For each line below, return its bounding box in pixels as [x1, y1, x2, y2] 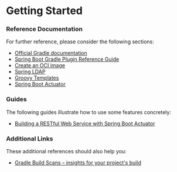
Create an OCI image [14, 62, 66, 69]
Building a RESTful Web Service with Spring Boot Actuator [14, 120, 155, 127]
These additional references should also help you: [6, 148, 127, 155]
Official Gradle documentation [14, 50, 88, 57]
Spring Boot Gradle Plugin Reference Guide [14, 56, 120, 63]
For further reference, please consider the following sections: [6, 38, 154, 45]
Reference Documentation [6, 25, 83, 33]
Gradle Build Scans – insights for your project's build [14, 159, 142, 166]
